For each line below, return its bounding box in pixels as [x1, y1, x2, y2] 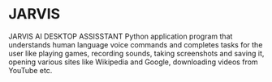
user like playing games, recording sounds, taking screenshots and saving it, [8, 48, 265, 58]
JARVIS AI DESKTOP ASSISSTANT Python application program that [8, 31, 233, 41]
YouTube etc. [8, 65, 53, 75]
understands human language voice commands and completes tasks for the [8, 39, 263, 49]
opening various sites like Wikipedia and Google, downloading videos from [8, 57, 258, 67]
